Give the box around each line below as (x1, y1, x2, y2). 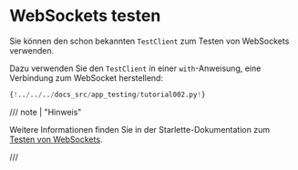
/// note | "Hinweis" (9, 106, 82, 117)
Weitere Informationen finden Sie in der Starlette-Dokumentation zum (9, 124, 271, 135)
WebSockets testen (9, 5, 161, 26)
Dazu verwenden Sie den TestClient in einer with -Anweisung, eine (9, 63, 262, 74)
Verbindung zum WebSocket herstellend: (9, 72, 164, 83)
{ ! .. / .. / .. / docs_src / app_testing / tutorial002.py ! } (9, 90, 206, 99)
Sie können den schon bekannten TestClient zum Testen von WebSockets (9, 35, 290, 46)
